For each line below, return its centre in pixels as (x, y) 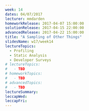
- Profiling (22, 51)
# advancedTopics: (24, 83)
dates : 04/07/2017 (24, 14)
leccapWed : (16, 96)
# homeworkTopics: (24, 74)
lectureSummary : (22, 92)
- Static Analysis (28, 55)
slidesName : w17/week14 (29, 42)
